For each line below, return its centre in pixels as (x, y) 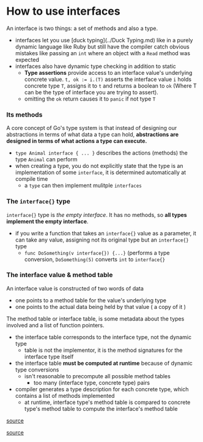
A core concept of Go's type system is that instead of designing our (92, 128)
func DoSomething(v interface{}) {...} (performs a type (97, 253)
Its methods (24, 115)
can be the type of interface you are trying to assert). (91, 92)
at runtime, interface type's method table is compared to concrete (107, 402)
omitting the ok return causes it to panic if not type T (90, 99)
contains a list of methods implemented (65, 395)
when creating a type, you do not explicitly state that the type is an (99, 166)
